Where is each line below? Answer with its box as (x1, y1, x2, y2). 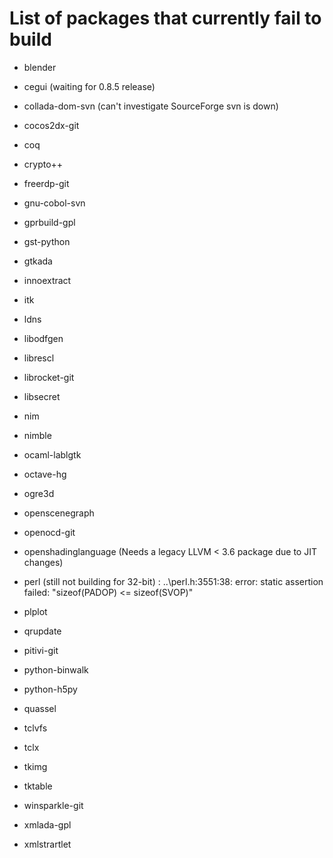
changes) (23, 556, 64, 568)
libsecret (23, 390, 61, 402)
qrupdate (23, 625, 62, 637)
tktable (23, 780, 53, 792)
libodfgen (23, 332, 64, 344)
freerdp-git (23, 177, 70, 189)
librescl (23, 352, 55, 364)
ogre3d (23, 487, 55, 499)
